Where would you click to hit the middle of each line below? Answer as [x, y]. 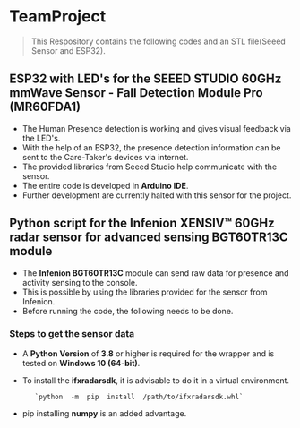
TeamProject [58, 17]
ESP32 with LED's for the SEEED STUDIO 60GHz [146, 79]
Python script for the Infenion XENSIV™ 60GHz [142, 223]
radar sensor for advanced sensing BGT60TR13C [149, 238]
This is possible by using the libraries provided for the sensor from [145, 292]
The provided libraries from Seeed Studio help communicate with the [150, 167]
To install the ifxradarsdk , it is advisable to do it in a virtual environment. [155, 380]
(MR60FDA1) [45, 107]
